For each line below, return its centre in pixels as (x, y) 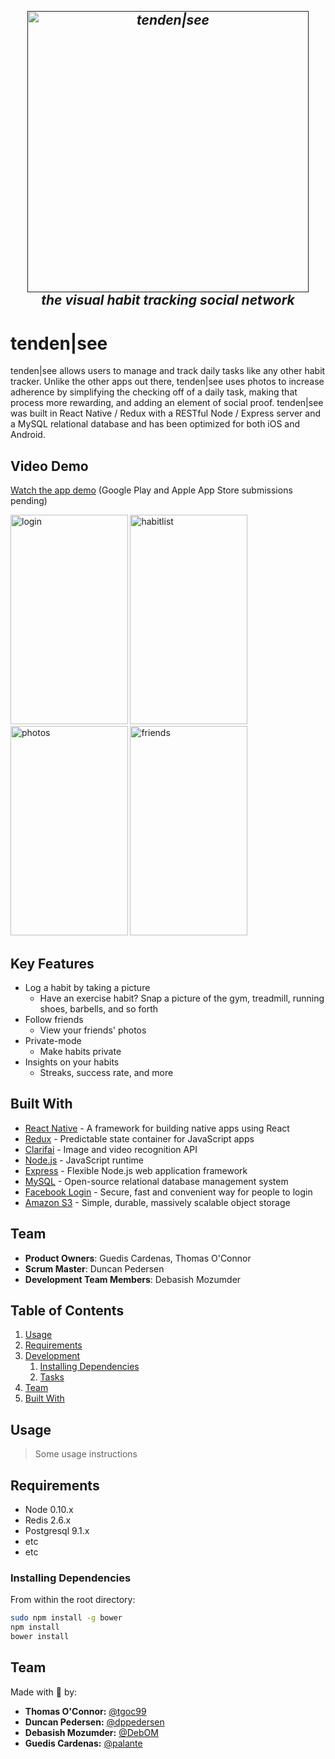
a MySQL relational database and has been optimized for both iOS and (155, 424)
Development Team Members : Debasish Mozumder (133, 1279)
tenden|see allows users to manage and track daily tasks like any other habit (168, 371)
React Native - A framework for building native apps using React (157, 1128)
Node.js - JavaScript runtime (84, 1160)
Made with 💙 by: (44, 1692)
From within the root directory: (73, 1600)
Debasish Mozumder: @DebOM (91, 1732)
